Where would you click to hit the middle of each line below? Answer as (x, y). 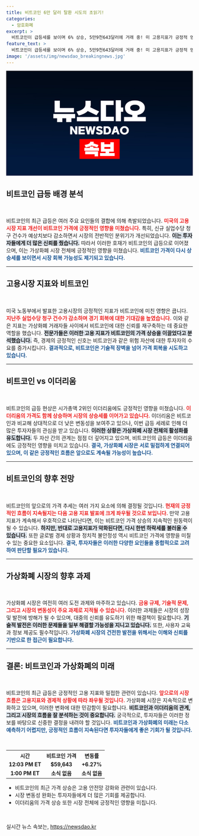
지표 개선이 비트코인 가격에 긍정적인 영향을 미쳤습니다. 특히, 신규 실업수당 (101, 228)
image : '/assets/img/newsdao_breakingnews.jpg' (66, 56)
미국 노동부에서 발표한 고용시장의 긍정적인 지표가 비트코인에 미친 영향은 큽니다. (97, 311)
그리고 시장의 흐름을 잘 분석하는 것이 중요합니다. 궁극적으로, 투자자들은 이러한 (95, 715)
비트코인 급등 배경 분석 (45, 194)
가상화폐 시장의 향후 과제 (48, 576)
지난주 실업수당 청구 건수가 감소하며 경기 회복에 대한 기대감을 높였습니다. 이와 (94, 318)
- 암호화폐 (23, 25)
